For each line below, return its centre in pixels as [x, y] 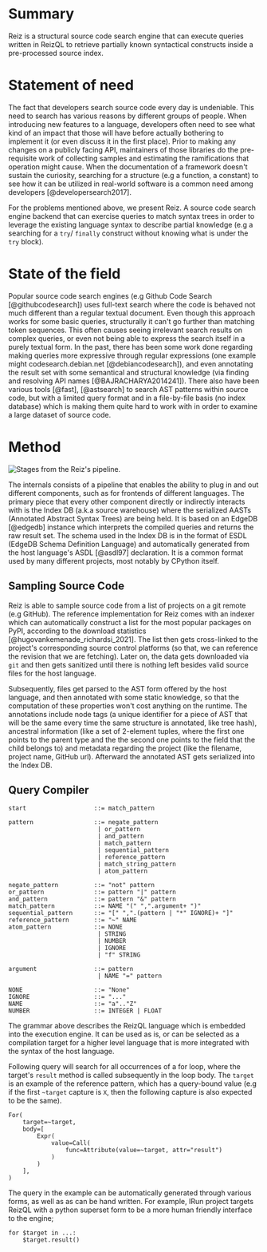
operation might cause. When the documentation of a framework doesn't [128, 166]
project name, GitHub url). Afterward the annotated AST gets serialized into [132, 756]
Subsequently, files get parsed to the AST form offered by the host [118, 688]
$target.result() [51, 1240]
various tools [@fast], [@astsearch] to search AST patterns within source [128, 389]
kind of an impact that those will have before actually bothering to [116, 133]
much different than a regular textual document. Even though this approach [132, 313]
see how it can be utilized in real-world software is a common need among [131, 184]
